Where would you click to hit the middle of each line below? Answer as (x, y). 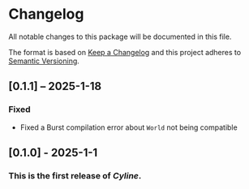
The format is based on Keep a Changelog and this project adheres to (125, 52)
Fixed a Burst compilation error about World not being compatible (129, 127)
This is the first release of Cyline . (75, 175)
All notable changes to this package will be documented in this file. (120, 37)
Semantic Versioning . (44, 61)
